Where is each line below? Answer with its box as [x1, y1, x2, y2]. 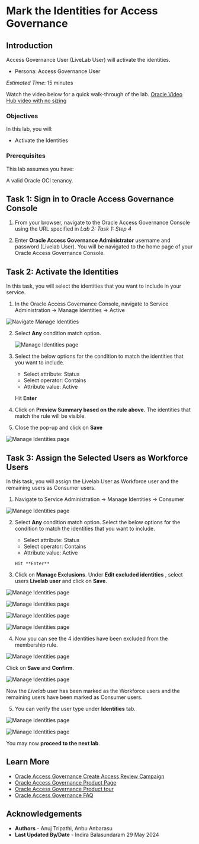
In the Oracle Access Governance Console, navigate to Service [14, 300, 169, 307]
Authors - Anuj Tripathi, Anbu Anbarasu [14, 824, 113, 832]
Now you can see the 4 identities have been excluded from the [14, 635, 168, 643]
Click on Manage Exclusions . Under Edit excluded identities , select [14, 571, 183, 578]
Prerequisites [6, 152, 46, 160]
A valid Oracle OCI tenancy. [6, 177, 73, 184]
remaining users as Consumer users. [6, 484, 96, 492]
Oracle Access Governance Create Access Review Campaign [14, 773, 165, 780]
